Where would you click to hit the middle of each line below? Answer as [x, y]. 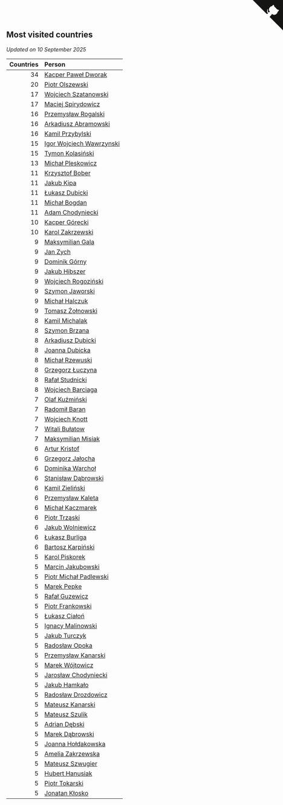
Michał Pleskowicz [71, 163]
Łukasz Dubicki [66, 193]
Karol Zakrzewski [69, 232]
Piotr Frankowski [68, 606]
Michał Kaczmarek [71, 508]
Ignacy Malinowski [71, 626]
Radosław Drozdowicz [76, 695]
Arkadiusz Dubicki [70, 340]
